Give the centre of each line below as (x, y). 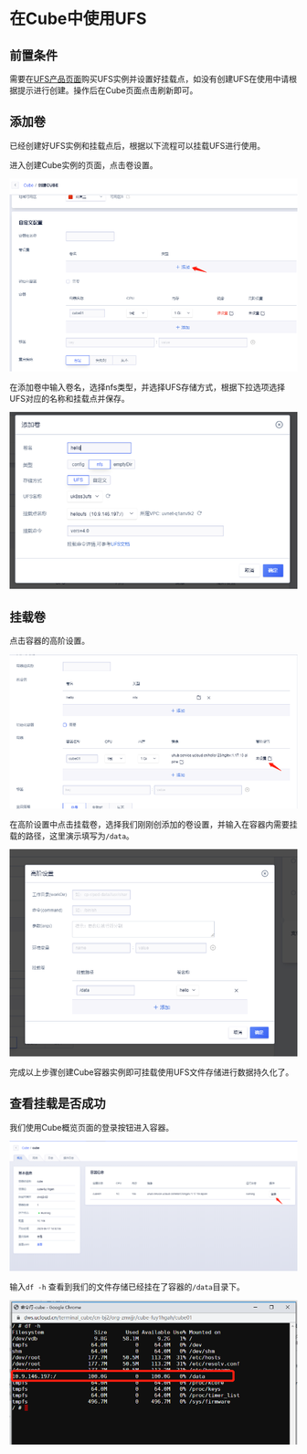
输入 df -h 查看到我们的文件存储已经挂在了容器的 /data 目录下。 (127, 1286)
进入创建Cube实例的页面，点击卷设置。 (84, 164)
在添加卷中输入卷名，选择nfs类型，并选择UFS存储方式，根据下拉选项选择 (148, 387)
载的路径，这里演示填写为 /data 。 (72, 836)
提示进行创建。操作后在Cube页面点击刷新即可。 (107, 90)
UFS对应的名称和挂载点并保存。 (69, 399)
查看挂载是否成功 (58, 1104)
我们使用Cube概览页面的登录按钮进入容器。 (92, 1127)
